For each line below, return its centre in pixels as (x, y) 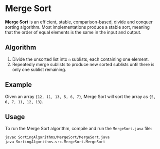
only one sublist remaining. (39, 69)
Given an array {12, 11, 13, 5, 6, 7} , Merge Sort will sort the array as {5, (80, 96)
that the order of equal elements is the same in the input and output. (73, 32)
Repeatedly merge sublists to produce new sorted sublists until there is (83, 64)
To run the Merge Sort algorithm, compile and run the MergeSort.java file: (79, 129)
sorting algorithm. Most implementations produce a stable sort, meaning (77, 27)
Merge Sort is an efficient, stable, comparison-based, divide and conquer (79, 22)
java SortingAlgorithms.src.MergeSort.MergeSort (55, 142)
